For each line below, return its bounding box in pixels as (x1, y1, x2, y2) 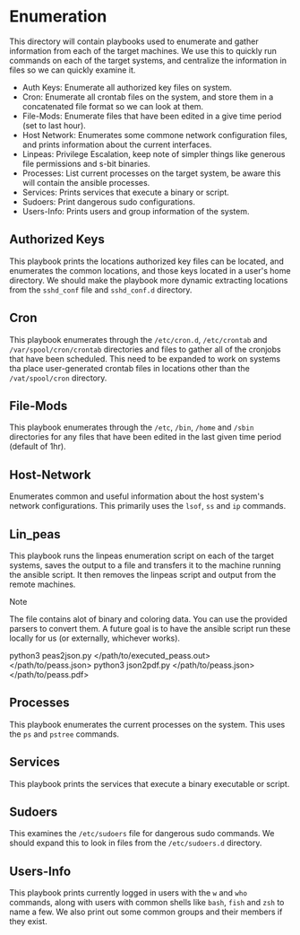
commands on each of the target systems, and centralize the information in (9, 55, 287, 66)
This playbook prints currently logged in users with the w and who (9, 887, 248, 898)
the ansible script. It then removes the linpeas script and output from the (9, 570, 277, 580)
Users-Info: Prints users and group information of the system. (21, 205, 250, 216)
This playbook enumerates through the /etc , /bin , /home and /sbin (9, 422, 254, 433)
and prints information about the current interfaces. (21, 139, 212, 150)
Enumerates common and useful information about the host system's (9, 491, 264, 502)
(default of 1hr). (9, 441, 66, 452)
